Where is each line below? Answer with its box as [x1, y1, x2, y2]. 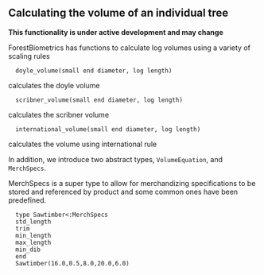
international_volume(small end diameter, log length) [15, 125, 201, 134]
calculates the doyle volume [8, 80, 101, 90]
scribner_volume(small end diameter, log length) [15, 95, 183, 104]
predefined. [8, 195, 47, 205]
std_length [15, 218, 52, 226]
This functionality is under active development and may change [8, 27, 224, 37]
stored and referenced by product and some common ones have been [8, 187, 239, 196]
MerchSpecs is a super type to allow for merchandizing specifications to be [8, 178, 256, 188]
